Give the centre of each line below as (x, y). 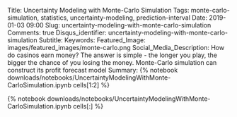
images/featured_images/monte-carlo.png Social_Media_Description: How (116, 48)
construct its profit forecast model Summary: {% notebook (93, 70)
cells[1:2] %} (91, 85)
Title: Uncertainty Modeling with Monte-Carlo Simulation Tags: (98, 10)
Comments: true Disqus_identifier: (57, 32)
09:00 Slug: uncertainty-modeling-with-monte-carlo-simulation (118, 25)
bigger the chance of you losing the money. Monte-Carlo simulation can (112, 62)
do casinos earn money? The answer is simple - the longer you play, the (112, 55)
